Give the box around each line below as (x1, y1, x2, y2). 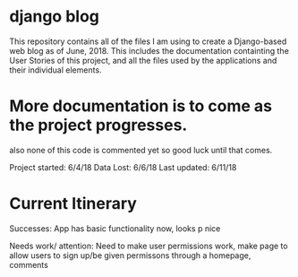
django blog (9, 6, 100, 27)
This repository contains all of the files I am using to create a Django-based (9, 36, 287, 47)
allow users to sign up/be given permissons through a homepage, (9, 249, 251, 261)
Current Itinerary (9, 194, 137, 214)
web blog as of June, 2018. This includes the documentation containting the (9, 45, 289, 56)
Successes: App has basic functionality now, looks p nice (9, 222, 221, 234)
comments (9, 259, 49, 270)
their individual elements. (9, 65, 102, 75)
